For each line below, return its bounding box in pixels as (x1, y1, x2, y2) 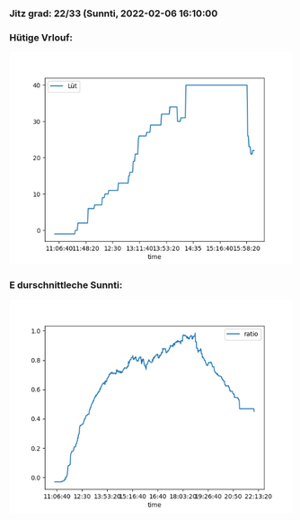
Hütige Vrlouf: (9, 31, 74, 43)
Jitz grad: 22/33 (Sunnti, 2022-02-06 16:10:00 (9, 7, 218, 20)
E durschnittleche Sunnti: (9, 279, 123, 291)
